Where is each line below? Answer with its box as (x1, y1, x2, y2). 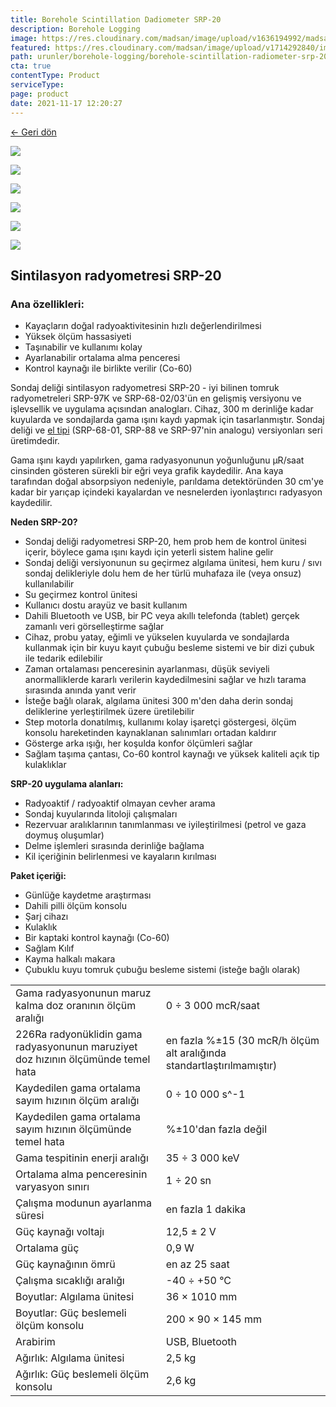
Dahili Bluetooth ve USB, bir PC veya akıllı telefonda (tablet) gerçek (24, 610, 300, 622)
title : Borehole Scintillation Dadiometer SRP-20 (10, 14, 222, 25)
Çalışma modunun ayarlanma (15, 1196, 152, 1210)
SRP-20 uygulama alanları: (10, 778, 124, 790)
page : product (10, 89, 70, 99)
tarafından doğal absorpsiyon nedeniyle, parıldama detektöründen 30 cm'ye (10, 476, 324, 488)
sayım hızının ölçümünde (15, 1122, 132, 1136)
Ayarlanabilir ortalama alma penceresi (24, 352, 181, 364)
